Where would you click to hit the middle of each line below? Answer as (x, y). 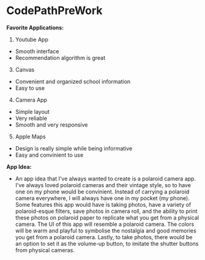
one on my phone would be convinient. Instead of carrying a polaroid (102, 191)
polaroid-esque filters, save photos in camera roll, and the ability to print (106, 211)
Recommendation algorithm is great (60, 58)
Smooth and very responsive (51, 124)
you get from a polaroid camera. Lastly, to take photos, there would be (104, 237)
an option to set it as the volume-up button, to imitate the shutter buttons (107, 243)
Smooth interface (37, 51)
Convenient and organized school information (73, 81)
